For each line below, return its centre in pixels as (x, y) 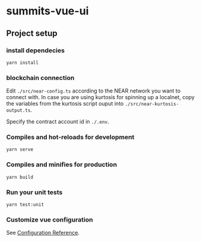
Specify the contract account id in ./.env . (58, 122)
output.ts (19, 110)
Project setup (32, 33)
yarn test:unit (25, 205)
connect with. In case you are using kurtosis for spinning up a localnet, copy (100, 97)
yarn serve (20, 150)
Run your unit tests (34, 192)
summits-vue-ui (47, 11)
